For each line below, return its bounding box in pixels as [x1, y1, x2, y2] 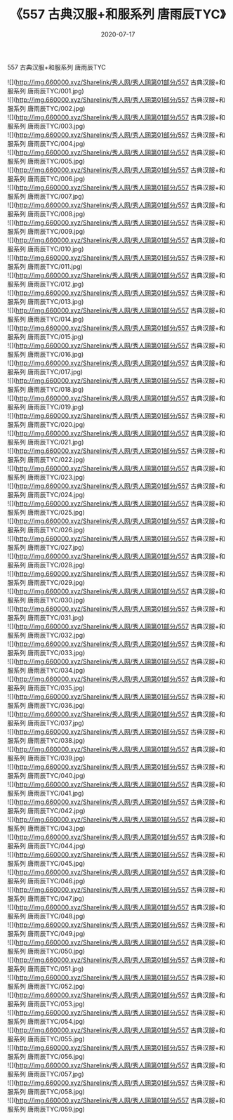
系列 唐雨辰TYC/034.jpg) [13, 666, 86, 674]
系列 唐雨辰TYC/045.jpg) [13, 859, 86, 867]
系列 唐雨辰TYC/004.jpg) [13, 139, 86, 147]
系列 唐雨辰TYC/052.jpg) [13, 982, 86, 990]
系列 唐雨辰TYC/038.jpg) [13, 736, 86, 744]
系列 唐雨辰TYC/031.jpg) [13, 613, 84, 621]
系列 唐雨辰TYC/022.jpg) [13, 455, 86, 463]
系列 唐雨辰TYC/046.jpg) [13, 876, 86, 885]
